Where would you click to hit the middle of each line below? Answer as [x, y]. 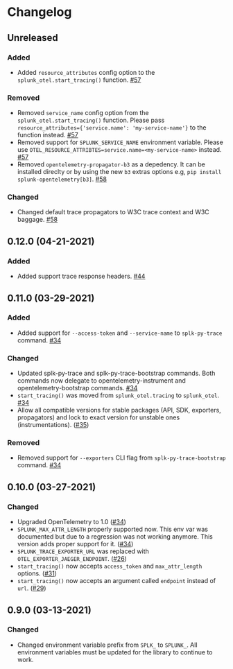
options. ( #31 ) [37, 573]
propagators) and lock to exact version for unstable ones [98, 417]
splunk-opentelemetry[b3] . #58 [62, 179]
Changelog [40, 12]
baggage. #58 [37, 220]
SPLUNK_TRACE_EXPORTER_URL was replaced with [83, 551]
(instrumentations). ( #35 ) [53, 425]
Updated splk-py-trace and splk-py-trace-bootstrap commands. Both [116, 373]
